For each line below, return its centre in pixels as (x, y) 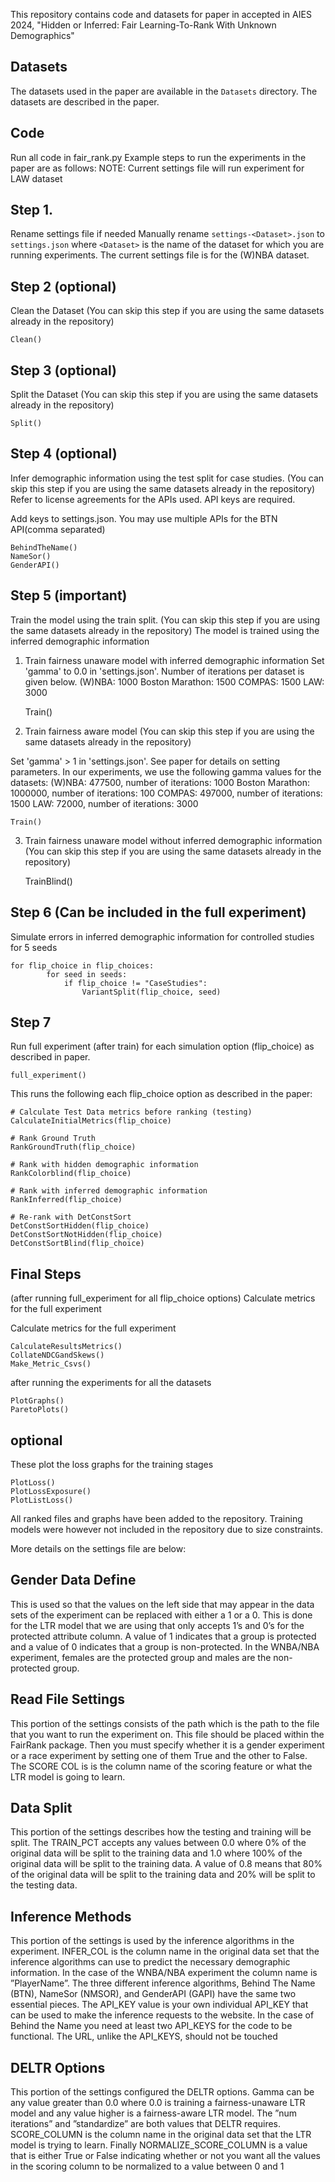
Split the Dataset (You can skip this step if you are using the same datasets (164, 395)
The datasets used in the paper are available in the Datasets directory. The (164, 91)
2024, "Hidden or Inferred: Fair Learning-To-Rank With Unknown (143, 25)
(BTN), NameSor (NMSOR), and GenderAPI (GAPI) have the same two (153, 1994)
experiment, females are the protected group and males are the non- (151, 1657)
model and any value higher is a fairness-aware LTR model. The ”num (154, 2113)
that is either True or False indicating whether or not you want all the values (165, 2155)
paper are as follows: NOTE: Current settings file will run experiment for (157, 168)
